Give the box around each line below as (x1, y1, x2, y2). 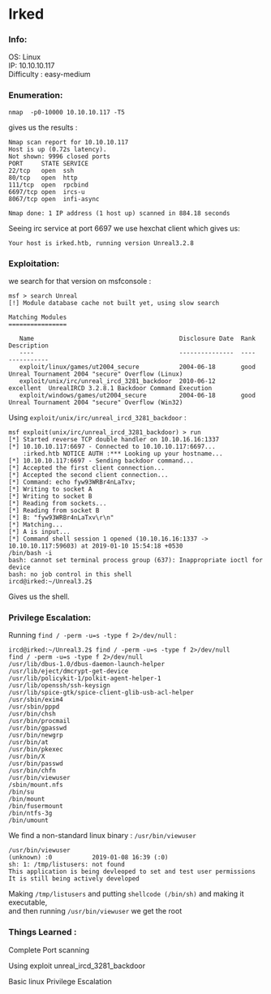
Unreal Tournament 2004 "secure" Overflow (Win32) (8, 398, 183, 407)
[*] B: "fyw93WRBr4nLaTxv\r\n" (8, 514, 114, 522)
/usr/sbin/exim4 (8, 695, 63, 704)
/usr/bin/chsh (8, 710, 57, 718)
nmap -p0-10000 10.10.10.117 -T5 (8, 108, 126, 116)
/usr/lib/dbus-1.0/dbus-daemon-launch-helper (8, 661, 165, 669)
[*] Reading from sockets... (8, 500, 107, 508)
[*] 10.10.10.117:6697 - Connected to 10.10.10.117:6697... (8, 443, 217, 451)
